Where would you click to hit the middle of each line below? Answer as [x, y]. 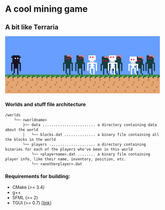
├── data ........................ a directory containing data [90, 125]
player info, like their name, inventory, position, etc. [66, 159]
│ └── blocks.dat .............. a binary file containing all [91, 135]
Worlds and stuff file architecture [45, 104]
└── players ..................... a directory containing [84, 145]
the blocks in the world [30, 140]
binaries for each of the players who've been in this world [69, 150]
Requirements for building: [38, 176]
